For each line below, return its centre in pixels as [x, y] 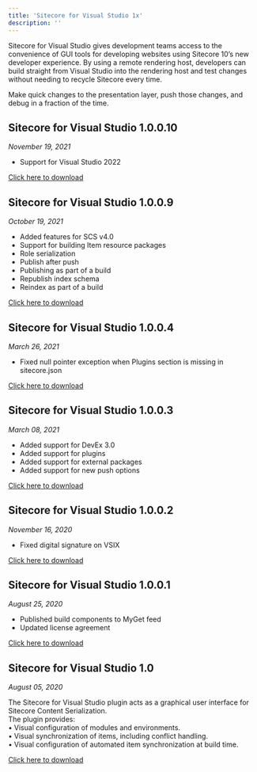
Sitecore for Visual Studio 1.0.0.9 [91, 202]
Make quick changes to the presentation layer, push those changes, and [126, 94]
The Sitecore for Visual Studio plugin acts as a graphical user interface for [128, 702]
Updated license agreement [65, 628]
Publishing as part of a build [65, 271]
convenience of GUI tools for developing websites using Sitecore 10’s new [128, 54]
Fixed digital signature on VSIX [70, 545]
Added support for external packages [81, 462]
